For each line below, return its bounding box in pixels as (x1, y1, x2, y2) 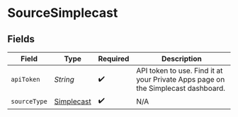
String (54, 75, 74, 84)
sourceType (11, 97, 47, 105)
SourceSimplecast (7, 5, 118, 21)
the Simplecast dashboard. (135, 83, 225, 93)
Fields (7, 33, 35, 45)
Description (161, 54, 202, 63)
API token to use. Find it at (135, 66, 223, 75)
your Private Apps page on (135, 75, 225, 84)
